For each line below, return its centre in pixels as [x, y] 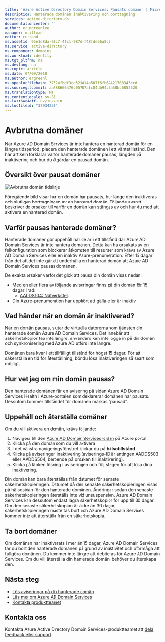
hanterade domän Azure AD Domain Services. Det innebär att [67, 333]
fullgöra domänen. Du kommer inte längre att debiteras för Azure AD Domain [82, 554]
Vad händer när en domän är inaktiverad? [69, 316]
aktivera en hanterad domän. [34, 212]
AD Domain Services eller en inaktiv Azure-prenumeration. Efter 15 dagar [79, 255]
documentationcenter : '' [30, 23]
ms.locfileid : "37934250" [31, 106]
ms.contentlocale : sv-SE [30, 97]
